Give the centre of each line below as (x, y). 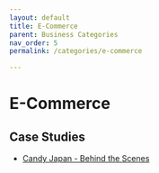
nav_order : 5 (34, 43)
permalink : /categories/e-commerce (76, 51)
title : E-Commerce (44, 26)
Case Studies (47, 137)
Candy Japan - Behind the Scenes (86, 159)
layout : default (40, 18)
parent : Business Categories (64, 34)
